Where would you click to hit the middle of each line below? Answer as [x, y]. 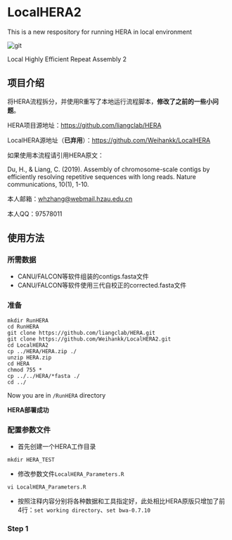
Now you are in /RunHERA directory [57, 395]
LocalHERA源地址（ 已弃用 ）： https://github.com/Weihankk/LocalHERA [109, 140]
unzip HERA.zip [30, 357]
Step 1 [18, 528]
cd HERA [19, 364]
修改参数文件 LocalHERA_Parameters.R [71, 474]
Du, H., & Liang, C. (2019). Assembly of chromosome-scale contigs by [109, 169]
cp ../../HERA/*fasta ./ [44, 376]
